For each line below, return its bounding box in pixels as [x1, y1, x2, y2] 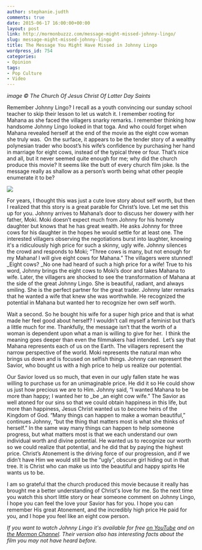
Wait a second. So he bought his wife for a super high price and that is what [7, 310, 194, 318]
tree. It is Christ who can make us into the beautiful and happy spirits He [7, 463, 185, 470]
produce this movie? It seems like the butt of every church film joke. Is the [7, 162, 189, 169]
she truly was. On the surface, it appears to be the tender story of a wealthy [7, 136, 195, 143]
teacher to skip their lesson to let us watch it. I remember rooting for [7, 110, 175, 118]
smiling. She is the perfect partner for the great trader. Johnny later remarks [7, 286, 194, 294]
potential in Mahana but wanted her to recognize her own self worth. [7, 299, 176, 306]
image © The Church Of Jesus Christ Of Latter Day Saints [7, 92, 151, 100]
